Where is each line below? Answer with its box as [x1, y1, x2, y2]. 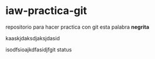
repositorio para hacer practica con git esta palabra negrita [5, 23, 150, 30]
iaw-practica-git [5, 4, 87, 18]
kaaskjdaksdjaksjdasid [5, 34, 60, 41]
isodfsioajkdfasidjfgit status [5, 46, 72, 53]
